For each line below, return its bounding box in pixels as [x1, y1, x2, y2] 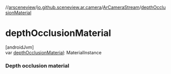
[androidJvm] [5, 44, 34, 50]
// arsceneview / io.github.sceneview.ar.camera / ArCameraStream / [5, 5, 141, 10]
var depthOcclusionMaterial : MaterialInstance [5, 49, 102, 55]
